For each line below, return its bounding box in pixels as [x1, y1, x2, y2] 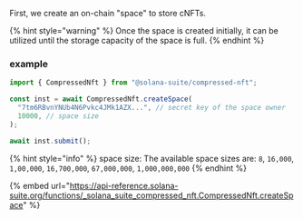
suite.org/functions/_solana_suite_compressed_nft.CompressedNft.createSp [9, 190, 294, 201]
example [9, 57, 48, 70]
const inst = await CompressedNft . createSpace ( [9, 95, 193, 104]
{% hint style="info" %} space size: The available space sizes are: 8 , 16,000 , [9, 153, 295, 164]
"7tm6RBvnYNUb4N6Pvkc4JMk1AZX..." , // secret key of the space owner [17, 104, 286, 113]
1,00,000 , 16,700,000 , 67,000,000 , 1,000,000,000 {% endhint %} [9, 163, 248, 174]
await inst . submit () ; [9, 136, 92, 145]
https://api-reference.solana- [69, 180, 179, 191]
